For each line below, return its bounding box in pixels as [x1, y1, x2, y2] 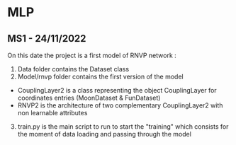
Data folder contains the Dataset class [17, 65, 130, 73]
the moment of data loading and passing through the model [17, 130, 191, 138]
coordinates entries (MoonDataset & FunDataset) [17, 93, 161, 102]
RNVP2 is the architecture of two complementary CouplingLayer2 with [17, 101, 223, 110]
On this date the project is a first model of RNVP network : [7, 51, 177, 59]
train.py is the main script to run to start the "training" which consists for [17, 122, 229, 131]
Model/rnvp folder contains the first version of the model [17, 72, 184, 81]
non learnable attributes [17, 109, 88, 117]
